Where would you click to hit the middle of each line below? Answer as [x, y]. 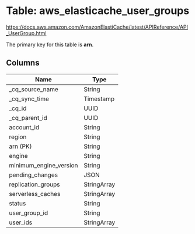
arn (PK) [20, 146]
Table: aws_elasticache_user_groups [98, 11]
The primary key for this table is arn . [50, 44]
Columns [23, 63]
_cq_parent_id [28, 118]
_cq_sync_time [29, 99]
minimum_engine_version [43, 165]
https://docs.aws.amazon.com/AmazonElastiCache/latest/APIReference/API [97, 27]
